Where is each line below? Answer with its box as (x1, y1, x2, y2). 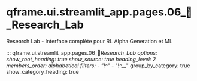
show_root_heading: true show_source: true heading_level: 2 (6, 55, 156, 63)
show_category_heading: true (6, 68, 79, 75)
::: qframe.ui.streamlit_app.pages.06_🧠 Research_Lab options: (6, 49, 157, 56)
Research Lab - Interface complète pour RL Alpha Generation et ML (6, 38, 172, 45)
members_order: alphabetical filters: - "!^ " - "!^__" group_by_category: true (6, 62, 190, 69)
